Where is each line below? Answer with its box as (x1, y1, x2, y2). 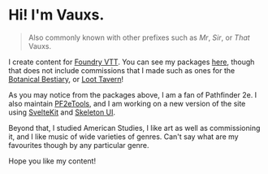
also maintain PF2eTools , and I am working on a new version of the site (8, 98, 246, 108)
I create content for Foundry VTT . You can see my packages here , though (8, 57, 255, 67)
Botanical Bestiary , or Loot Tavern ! (8, 74, 124, 84)
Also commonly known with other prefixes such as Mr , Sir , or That (28, 33, 250, 42)
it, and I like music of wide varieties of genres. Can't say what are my (8, 132, 239, 141)
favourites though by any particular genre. (8, 140, 149, 150)
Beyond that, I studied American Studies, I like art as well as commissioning (8, 123, 261, 133)
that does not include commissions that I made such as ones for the (8, 65, 236, 75)
